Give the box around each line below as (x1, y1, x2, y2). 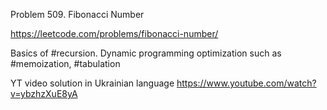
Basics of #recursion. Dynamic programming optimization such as (10, 47, 282, 59)
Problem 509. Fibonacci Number (10, 9, 145, 20)
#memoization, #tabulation (10, 58, 121, 69)
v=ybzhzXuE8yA (10, 88, 78, 99)
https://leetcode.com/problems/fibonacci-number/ (10, 28, 219, 39)
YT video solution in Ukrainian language (10, 77, 175, 89)
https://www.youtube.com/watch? (176, 77, 317, 89)
